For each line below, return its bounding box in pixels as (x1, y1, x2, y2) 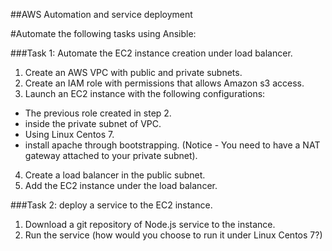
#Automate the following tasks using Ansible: (10, 28, 197, 39)
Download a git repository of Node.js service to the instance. (24, 219, 276, 230)
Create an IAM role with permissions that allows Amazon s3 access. (24, 77, 305, 89)
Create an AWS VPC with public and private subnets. (24, 67, 243, 78)
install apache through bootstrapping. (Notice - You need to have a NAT (24, 139, 321, 151)
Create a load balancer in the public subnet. (24, 169, 206, 181)
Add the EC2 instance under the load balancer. (24, 180, 218, 191)
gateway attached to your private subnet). (24, 150, 198, 161)
